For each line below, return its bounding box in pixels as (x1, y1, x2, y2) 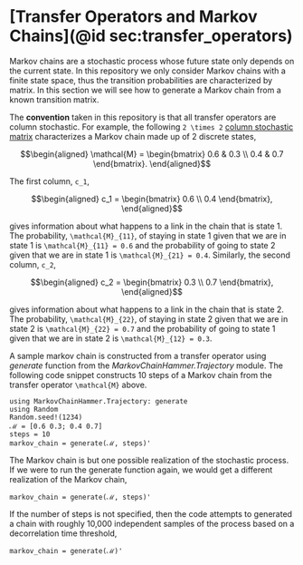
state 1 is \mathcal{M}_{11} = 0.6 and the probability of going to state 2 (9, 239, 276, 250)
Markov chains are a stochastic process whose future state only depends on (9, 55, 295, 66)
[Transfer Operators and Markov (9, 6, 258, 27)
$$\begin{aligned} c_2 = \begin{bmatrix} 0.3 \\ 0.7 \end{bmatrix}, (30, 277, 274, 287)
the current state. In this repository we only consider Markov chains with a (9, 65, 287, 76)
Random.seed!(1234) (9, 413, 83, 422)
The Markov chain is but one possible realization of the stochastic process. (9, 454, 289, 465)
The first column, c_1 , (9, 175, 90, 187)
